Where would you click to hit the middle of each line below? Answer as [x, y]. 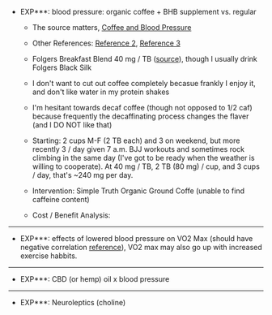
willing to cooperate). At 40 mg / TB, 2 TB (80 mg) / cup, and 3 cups [146, 166]
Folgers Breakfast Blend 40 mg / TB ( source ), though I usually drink [144, 59]
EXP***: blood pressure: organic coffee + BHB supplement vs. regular [138, 12]
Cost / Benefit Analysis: [71, 215]
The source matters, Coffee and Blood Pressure [112, 27]
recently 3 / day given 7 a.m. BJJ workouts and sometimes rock [138, 149]
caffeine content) [61, 199]
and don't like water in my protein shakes [101, 92]
